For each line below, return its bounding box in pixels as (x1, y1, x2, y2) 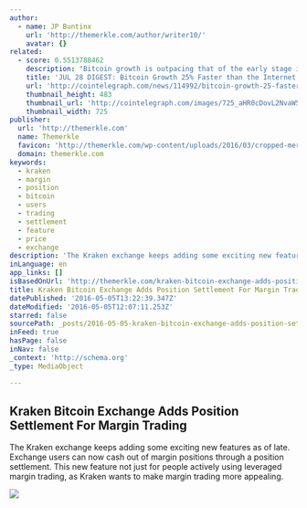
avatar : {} (26, 38, 68, 48)
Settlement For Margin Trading (9, 418, 187, 433)
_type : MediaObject (9, 362, 84, 371)
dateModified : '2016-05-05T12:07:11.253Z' (9, 302, 174, 312)
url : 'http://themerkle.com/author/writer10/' (26, 30, 206, 39)
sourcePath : (9, 319, 55, 329)
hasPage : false (9, 336, 68, 345)
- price (17, 234, 48, 243)
